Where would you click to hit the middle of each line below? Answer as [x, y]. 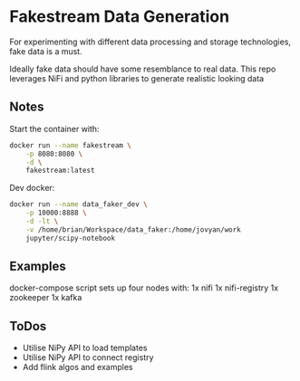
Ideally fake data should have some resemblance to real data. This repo [143, 69]
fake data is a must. [46, 51]
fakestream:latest [60, 171]
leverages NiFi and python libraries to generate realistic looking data [137, 78]
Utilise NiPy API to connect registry [88, 357]
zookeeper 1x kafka [46, 298]
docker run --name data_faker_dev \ [78, 205]
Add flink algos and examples [77, 367]
